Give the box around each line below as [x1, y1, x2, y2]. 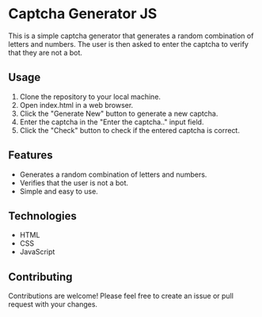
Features [8, 148, 53, 162]
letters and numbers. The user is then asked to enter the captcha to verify [8, 39, 249, 48]
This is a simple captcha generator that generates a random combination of [8, 31, 254, 40]
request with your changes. [8, 300, 97, 309]
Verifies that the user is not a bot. [19, 178, 129, 187]
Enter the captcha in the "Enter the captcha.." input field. [19, 116, 204, 127]
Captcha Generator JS [8, 5, 158, 23]
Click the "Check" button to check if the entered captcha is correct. [19, 125, 240, 135]
